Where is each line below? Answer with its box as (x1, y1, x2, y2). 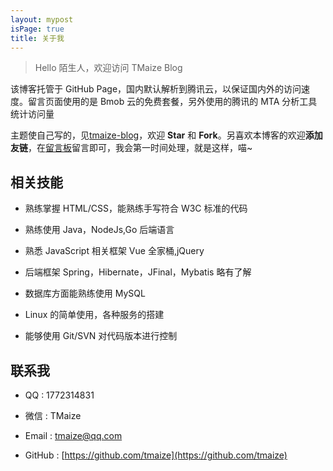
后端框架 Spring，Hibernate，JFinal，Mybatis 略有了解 (24, 266, 252, 278)
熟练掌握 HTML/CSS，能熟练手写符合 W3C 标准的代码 (24, 202, 248, 215)
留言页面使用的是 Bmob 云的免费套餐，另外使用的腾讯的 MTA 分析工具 (27, 96, 318, 108)
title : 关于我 (10, 33, 65, 43)
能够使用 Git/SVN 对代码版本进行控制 (24, 330, 178, 342)
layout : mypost (10, 14, 74, 25)
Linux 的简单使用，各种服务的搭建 (24, 309, 165, 321)
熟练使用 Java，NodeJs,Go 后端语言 (24, 224, 175, 236)
